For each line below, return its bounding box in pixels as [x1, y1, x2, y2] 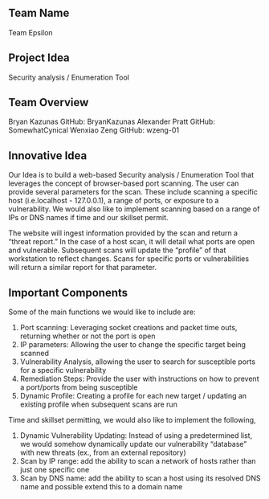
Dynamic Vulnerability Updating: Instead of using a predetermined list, [19, 431, 253, 440]
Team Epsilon [8, 27, 54, 37]
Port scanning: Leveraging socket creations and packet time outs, [19, 323, 238, 333]
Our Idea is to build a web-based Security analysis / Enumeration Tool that [8, 170, 255, 180]
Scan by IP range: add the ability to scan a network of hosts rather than [19, 456, 256, 466]
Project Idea [8, 51, 70, 65]
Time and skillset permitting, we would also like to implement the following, [8, 415, 256, 425]
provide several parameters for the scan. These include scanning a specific [8, 187, 259, 197]
